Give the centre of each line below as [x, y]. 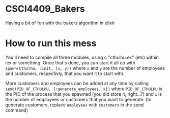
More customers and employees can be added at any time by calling [77, 83]
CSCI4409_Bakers [45, 9]
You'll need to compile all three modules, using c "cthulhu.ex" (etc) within [82, 57]
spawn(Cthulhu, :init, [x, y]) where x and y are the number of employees [85, 68]
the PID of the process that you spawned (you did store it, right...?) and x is [83, 94]
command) [17, 110]
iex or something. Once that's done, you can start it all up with [70, 63]
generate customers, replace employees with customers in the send [75, 105]
